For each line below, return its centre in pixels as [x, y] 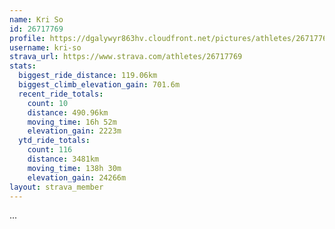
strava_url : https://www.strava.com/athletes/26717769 [126, 57]
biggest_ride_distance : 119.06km [88, 76]
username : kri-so [45, 47]
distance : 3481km [63, 159]
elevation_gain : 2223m [74, 131]
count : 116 [50, 150]
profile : [27, 38]
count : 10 [48, 103]
